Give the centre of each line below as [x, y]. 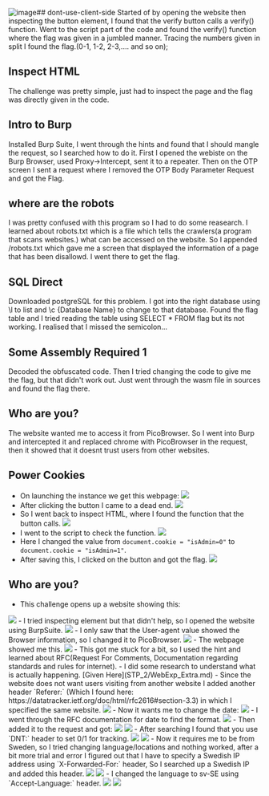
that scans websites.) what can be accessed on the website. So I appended [133, 240]
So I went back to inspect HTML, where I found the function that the [132, 514]
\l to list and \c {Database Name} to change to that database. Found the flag [133, 310]
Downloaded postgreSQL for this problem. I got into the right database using [134, 302]
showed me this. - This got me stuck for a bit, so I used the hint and [125, 649]
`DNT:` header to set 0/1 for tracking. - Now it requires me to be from [131, 738]
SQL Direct [36, 282]
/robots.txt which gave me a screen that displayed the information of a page [133, 248]
